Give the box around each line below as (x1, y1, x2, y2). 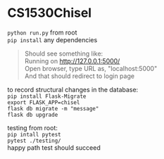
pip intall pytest (7, 131, 61, 138)
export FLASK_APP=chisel (7, 98, 80, 106)
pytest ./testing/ (7, 137, 61, 144)
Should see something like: (24, 49, 103, 58)
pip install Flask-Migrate (7, 93, 87, 100)
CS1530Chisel (7, 5, 92, 21)
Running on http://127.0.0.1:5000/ (24, 56, 120, 65)
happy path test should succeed (7, 143, 101, 152)
